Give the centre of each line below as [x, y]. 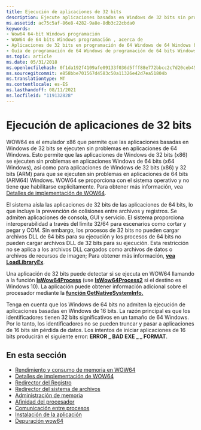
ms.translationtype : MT [36, 79]
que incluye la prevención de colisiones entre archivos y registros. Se [92, 211]
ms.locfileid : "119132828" [40, 95]
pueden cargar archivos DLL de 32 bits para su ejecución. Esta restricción [98, 243]
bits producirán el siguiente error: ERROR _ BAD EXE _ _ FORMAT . [87, 336]
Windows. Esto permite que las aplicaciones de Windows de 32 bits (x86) [97, 154]
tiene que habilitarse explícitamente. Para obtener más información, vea [95, 186]
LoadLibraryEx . [25, 262]
